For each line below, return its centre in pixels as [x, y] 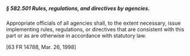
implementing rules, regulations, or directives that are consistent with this [95, 29]
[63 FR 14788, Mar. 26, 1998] [41, 47]
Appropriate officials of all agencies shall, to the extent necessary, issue [94, 23]
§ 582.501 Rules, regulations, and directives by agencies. [78, 8]
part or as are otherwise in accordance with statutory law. [76, 35]
